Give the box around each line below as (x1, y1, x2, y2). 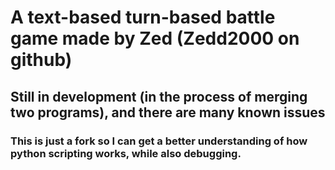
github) (10, 49, 73, 71)
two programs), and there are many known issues (10, 104, 326, 121)
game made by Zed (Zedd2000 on (10, 27, 300, 50)
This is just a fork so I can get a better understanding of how (10, 134, 308, 148)
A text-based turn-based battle (10, 6, 276, 29)
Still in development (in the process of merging (10, 88, 308, 105)
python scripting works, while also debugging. (10, 146, 242, 160)
